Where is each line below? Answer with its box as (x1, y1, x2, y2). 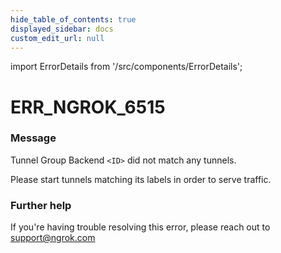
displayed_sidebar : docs (10, 24, 114, 34)
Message (10, 131, 57, 145)
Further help (10, 198, 72, 212)
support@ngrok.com (10, 232, 96, 244)
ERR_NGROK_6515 (10, 96, 166, 118)
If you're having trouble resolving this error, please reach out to (10, 221, 271, 233)
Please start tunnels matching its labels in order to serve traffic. (10, 173, 272, 185)
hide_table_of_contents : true (10, 14, 137, 25)
